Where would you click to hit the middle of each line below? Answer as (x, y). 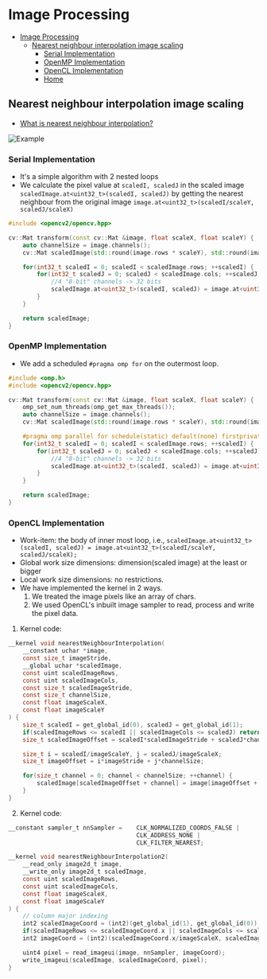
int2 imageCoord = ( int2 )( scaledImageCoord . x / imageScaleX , (122, 938)
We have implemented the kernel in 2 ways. (91, 588)
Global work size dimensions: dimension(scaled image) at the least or (133, 563)
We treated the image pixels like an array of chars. (114, 597)
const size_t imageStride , (67, 658)
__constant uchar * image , (66, 651)
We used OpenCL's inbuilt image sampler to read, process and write (143, 605)
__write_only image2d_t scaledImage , (85, 872)
